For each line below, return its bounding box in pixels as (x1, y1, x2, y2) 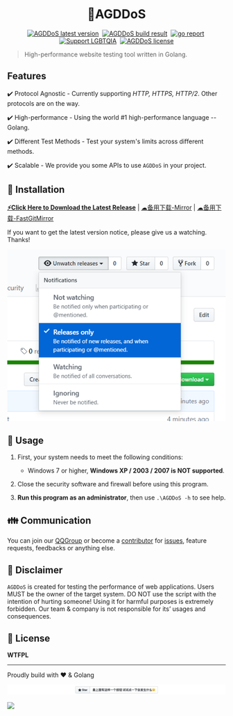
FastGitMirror (16, 214, 54, 222)
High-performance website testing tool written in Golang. (24, 50, 188, 58)
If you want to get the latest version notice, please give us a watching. (7, 228, 207, 236)
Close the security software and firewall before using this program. (17, 480, 209, 488)
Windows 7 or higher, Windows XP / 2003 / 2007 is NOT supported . (27, 466, 225, 475)
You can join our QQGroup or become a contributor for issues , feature (7, 536, 207, 545)
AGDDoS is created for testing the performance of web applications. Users (7, 582, 215, 591)
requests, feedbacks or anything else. (7, 544, 116, 552)
